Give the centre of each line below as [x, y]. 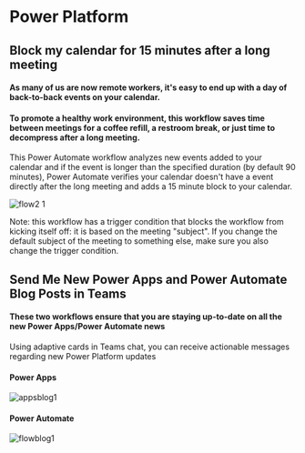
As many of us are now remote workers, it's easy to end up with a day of [148, 87]
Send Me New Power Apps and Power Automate [148, 279]
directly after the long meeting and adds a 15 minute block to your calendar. [151, 186]
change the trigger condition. [64, 251]
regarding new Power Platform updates [83, 356]
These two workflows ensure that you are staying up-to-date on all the [146, 317]
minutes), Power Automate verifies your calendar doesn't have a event [142, 177]
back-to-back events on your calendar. [85, 97]
